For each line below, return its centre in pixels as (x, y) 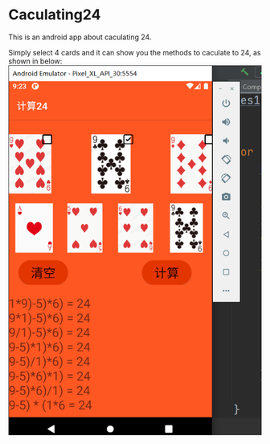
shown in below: (35, 61)
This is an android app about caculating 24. (80, 37)
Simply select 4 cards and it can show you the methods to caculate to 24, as (135, 52)
